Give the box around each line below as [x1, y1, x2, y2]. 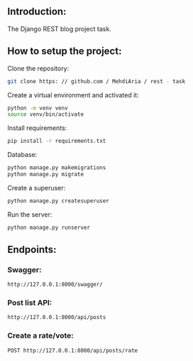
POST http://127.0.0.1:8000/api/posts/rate [7, 347, 138, 354]
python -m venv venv [7, 104, 69, 112]
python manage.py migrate [7, 171, 84, 178]
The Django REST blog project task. [7, 24, 111, 33]
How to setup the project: [7, 45, 122, 58]
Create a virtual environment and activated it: [7, 90, 140, 99]
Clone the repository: [7, 64, 70, 72]
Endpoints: [7, 244, 57, 256]
